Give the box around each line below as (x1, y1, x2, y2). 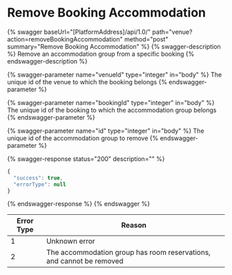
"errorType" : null (13, 181, 67, 188)
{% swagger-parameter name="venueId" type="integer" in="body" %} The (7, 70, 222, 79)
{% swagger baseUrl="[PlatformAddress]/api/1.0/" (7, 28, 151, 36)
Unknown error (46, 236, 95, 246)
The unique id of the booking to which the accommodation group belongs (7, 106, 217, 114)
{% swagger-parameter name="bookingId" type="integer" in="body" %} (7, 98, 215, 106)
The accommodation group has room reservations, (46, 247, 211, 257)
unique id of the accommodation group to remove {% (7, 133, 159, 142)
